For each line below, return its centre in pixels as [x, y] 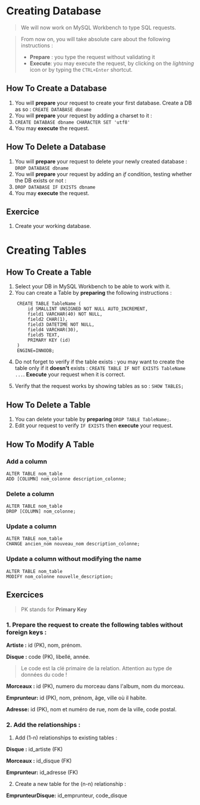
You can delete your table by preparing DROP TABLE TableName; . [93, 420]
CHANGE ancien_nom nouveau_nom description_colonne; [73, 544]
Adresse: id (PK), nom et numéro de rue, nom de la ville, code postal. [92, 709]
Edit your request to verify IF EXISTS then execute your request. [94, 425]
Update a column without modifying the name [74, 559]
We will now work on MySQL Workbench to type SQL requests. [98, 27]
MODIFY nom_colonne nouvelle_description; [60, 576]
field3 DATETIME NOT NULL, [61, 325]
